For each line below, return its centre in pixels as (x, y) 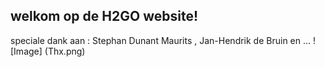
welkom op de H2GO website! (104, 16)
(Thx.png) (65, 51)
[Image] (26, 51)
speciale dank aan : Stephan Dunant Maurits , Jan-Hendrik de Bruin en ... (161, 40)
